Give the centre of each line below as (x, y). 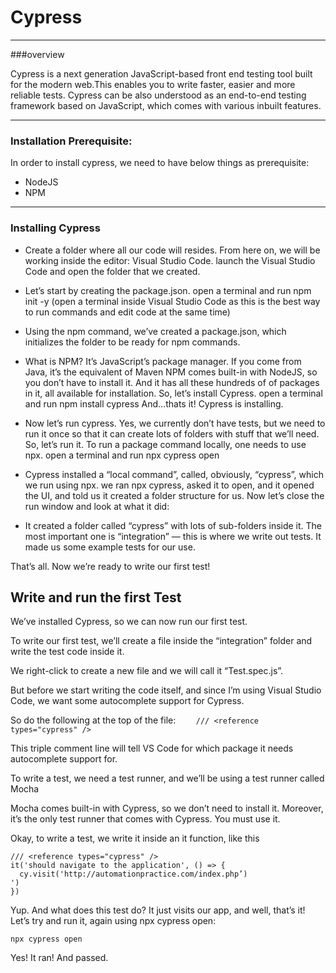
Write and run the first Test (96, 597)
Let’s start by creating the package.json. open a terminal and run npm (168, 290)
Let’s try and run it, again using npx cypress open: (113, 921)
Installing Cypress (55, 228)
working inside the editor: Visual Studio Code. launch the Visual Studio (170, 260)
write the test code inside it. (67, 652)
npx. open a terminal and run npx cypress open (122, 455)
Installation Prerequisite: (71, 141)
